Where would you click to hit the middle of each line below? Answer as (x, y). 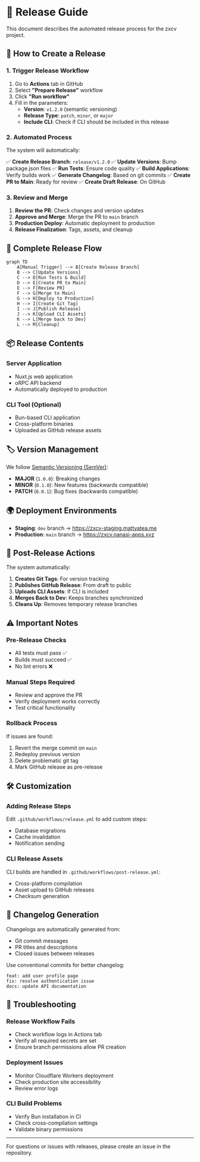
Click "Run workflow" (42, 96)
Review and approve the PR (49, 695)
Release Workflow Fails (41, 1021)
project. (16, 35)
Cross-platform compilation (49, 883)
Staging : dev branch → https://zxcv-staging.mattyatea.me (86, 528)
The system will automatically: (43, 150)
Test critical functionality (45, 708)
